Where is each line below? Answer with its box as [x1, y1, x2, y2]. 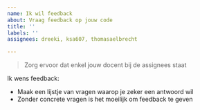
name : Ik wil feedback [7, 10, 73, 17]
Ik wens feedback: [7, 74, 60, 83]
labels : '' [7, 29, 39, 37]
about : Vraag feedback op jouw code [7, 17, 113, 24]
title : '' [7, 23, 36, 30]
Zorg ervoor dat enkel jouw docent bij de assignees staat [24, 61, 187, 69]
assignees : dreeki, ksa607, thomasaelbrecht [7, 36, 138, 43]
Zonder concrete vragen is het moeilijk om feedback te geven [17, 95, 193, 104]
